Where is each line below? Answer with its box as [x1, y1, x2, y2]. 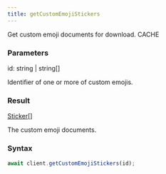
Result [7, 96, 31, 106]
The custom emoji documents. [7, 126, 97, 134]
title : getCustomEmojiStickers [7, 10, 100, 18]
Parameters [7, 48, 48, 58]
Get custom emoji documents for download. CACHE [7, 30, 160, 39]
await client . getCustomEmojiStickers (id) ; [7, 160, 135, 167]
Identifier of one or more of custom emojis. [7, 78, 133, 86]
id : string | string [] [7, 63, 61, 72]
